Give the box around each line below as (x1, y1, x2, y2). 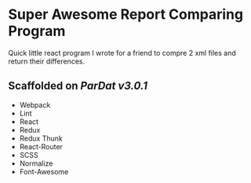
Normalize (19, 159, 53, 168)
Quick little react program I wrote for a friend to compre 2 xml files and (8, 48, 237, 57)
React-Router (19, 141, 63, 151)
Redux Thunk (19, 134, 63, 143)
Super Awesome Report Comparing (8, 5, 244, 24)
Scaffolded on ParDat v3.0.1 (8, 79, 147, 93)
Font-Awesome (19, 167, 69, 176)
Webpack (19, 100, 51, 109)
